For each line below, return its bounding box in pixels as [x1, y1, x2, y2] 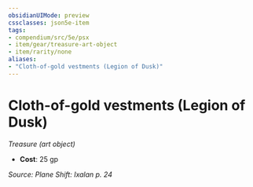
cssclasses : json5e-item [8, 19, 90, 27]
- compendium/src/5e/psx [8, 33, 90, 42]
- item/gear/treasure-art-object [8, 41, 118, 49]
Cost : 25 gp [19, 154, 59, 163]
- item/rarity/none [8, 48, 72, 56]
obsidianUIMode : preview [8, 11, 90, 20]
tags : [8, 26, 26, 34]
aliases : [8, 56, 37, 64]
